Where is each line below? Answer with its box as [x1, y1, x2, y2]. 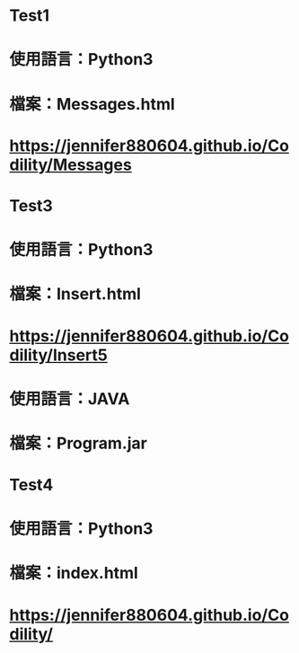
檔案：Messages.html [9, 93, 175, 114]
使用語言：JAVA [9, 388, 130, 409]
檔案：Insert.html [9, 284, 142, 304]
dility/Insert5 [9, 345, 108, 365]
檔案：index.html [9, 563, 139, 584]
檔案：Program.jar [9, 433, 148, 454]
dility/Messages [9, 154, 132, 175]
